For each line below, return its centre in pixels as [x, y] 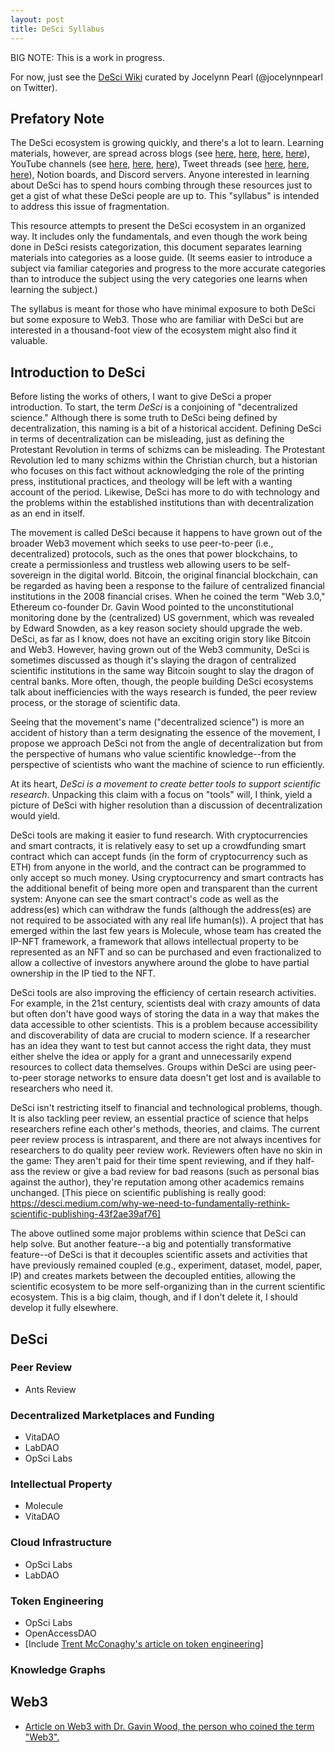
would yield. [35, 816]
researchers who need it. [62, 1088]
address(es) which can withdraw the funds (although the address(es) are [161, 910]
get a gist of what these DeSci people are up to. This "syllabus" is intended [165, 196]
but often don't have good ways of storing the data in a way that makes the [165, 1014]
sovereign [31, 575]
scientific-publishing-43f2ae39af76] [86, 1214]
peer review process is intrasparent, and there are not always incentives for [166, 1140]
